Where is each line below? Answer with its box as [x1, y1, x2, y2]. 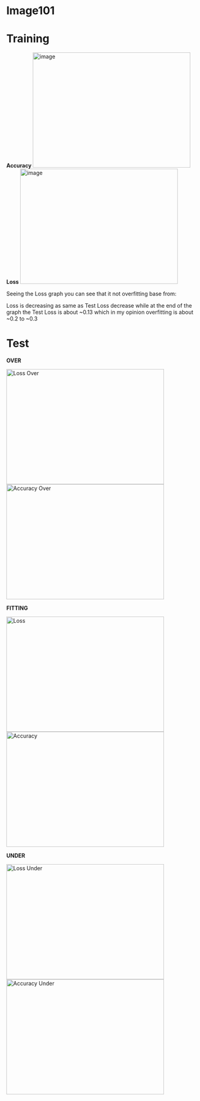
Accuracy [6, 162, 32, 169]
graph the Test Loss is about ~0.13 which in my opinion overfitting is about [6, 308, 194, 316]
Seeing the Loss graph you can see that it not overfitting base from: [6, 290, 177, 298]
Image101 [6, 4, 55, 18]
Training [6, 32, 50, 46]
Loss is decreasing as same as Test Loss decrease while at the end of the [6, 302, 193, 309]
